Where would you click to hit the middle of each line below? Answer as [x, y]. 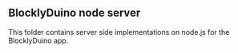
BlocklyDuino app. [38, 40]
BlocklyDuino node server [75, 13]
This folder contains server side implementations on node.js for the [119, 32]
